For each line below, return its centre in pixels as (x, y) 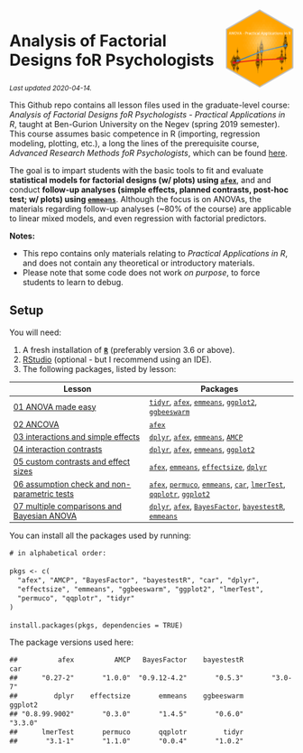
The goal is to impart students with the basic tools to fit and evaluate (137, 170)
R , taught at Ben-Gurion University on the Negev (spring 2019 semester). (145, 124)
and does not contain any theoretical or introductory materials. (138, 263)
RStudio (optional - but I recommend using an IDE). (117, 359)
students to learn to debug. (73, 282)
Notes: (23, 236)
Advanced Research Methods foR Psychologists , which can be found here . (149, 153)
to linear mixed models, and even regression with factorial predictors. (138, 218)
